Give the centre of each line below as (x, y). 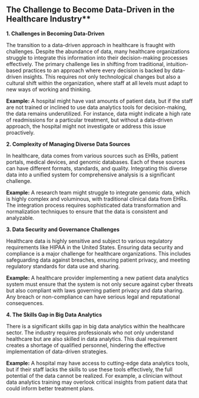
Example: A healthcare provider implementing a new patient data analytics (97, 278)
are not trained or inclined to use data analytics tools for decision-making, (97, 107)
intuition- (177, 64)
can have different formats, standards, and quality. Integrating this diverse (97, 168)
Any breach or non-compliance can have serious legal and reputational (93, 297)
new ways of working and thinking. (49, 89)
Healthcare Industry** (48, 19)
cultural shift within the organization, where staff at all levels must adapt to (97, 83)
